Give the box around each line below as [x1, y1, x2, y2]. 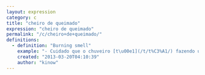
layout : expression [6, 8, 56, 15]
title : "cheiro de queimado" [6, 20, 81, 26]
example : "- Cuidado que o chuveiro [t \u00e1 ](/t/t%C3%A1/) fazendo [17, 48, 195, 54]
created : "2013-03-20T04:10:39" [17, 54, 99, 60]
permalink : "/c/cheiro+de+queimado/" [6, 31, 103, 37]
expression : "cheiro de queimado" [6, 25, 95, 32]
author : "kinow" [17, 59, 59, 65]
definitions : [6, 37, 40, 43]
